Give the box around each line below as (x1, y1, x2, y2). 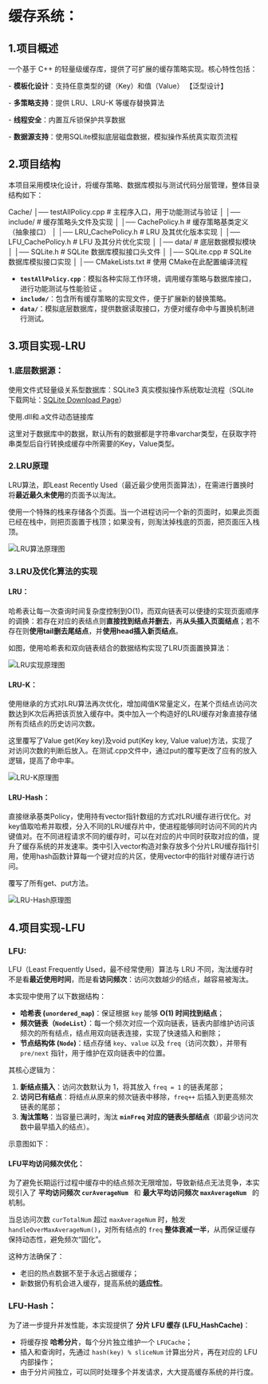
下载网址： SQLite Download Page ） (8, 395, 126, 404)
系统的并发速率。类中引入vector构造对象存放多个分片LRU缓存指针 (35, 842, 253, 851)
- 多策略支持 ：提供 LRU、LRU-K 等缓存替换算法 (8, 98, 165, 108)
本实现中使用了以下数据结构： (8, 992, 106, 1001)
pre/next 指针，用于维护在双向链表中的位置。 (19, 1048, 170, 1058)
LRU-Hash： (8, 792, 50, 802)
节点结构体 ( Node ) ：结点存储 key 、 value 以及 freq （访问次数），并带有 (19, 1038, 248, 1048)
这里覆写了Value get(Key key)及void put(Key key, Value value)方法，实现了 (8, 736, 254, 745)
